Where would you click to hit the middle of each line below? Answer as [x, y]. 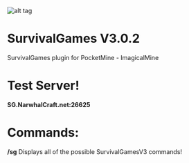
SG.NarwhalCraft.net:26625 [49, 104]
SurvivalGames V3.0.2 [74, 39]
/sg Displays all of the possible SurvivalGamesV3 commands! [94, 151]
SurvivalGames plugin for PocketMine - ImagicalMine [83, 57]
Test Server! [43, 86]
